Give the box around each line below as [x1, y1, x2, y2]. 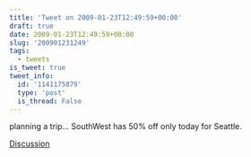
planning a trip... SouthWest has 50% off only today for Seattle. [9, 121, 242, 132]
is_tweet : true [9, 64, 66, 73]
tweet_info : [9, 72, 54, 81]
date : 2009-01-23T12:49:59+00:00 [9, 30, 134, 39]
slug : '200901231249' [9, 38, 91, 48]
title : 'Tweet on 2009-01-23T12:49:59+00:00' [9, 13, 182, 22]
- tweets [17, 55, 50, 64]
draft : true [9, 22, 54, 31]
